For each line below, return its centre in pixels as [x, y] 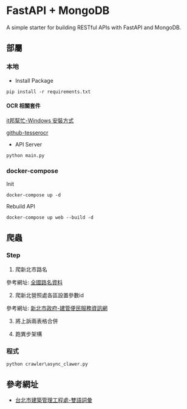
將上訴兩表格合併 [36, 321]
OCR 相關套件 [23, 106]
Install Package [34, 80]
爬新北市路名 [31, 269]
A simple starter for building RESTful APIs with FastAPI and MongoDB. [94, 27]
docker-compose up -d [34, 195]
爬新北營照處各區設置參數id [49, 295]
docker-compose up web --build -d [50, 218]
